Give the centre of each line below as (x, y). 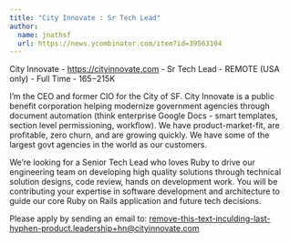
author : (24, 26)
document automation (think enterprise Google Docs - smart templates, (144, 116)
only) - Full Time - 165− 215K (62, 79)
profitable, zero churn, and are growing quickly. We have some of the (140, 135)
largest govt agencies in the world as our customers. (109, 145)
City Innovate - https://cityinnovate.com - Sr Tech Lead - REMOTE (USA (145, 69)
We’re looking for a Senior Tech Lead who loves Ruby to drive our (132, 162)
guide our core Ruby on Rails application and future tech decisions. (135, 201)
